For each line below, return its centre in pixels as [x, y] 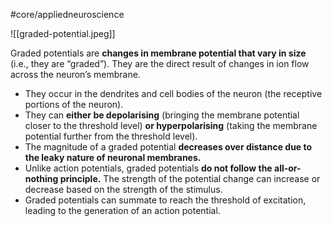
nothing [41, 178]
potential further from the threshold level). [111, 136]
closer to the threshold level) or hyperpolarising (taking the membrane [171, 125]
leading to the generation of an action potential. [122, 210]
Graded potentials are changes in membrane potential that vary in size [158, 53]
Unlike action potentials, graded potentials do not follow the [148, 168]
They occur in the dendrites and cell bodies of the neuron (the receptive [173, 93]
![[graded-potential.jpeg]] [63, 33]
